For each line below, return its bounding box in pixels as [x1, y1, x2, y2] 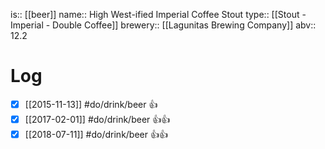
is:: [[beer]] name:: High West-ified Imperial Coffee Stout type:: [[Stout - [10, 9, 307, 20]
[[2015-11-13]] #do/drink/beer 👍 [24, 98, 158, 110]
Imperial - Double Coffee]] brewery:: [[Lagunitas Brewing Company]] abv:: [10, 19, 317, 31]
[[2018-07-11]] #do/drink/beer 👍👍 [24, 128, 168, 140]
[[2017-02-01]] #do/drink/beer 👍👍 [24, 113, 171, 125]
